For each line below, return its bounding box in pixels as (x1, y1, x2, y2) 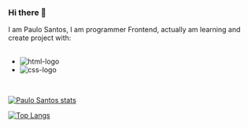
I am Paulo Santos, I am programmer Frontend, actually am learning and (8, 25, 241, 35)
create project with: (8, 33, 72, 42)
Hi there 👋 (8, 7, 47, 18)
